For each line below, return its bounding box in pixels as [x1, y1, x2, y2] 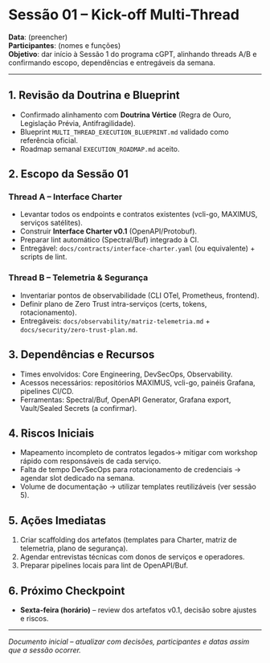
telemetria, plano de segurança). [19, 543, 129, 553]
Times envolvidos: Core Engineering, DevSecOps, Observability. [19, 369, 233, 379]
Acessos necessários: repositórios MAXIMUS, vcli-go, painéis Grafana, [19, 377, 256, 387]
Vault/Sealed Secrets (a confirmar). [19, 403, 137, 413]
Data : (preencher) [8, 32, 68, 42]
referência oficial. [19, 135, 79, 145]
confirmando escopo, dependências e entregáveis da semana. [8, 58, 215, 67]
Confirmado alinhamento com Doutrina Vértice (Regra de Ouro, [19, 110, 231, 120]
